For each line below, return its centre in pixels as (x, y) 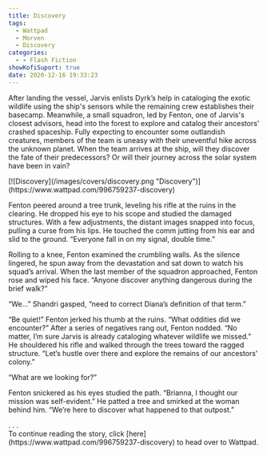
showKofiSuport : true (44, 68)
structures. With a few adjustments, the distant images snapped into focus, (132, 222)
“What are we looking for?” (53, 377)
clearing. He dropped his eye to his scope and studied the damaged (120, 213)
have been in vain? (39, 165)
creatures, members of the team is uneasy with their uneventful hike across (133, 140)
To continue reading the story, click (66, 433)
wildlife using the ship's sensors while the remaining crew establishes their (131, 106)
